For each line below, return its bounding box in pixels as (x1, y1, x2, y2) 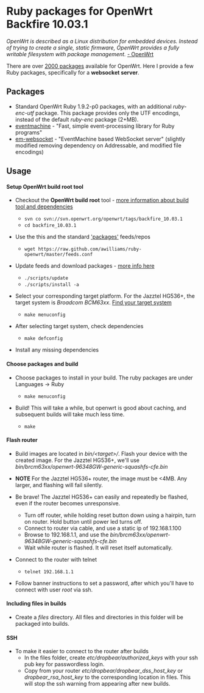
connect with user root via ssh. (15, 585, 93, 593)
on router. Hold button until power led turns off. (24, 518, 142, 525)
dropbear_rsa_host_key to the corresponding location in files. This (24, 673, 191, 681)
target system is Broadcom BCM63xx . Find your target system (15, 299, 172, 306)
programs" (15, 128, 43, 136)
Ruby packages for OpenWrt (6, 4, 153, 18)
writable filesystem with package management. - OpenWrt (6, 50, 154, 57)
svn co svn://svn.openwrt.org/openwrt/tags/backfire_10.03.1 (24, 216, 183, 222)
